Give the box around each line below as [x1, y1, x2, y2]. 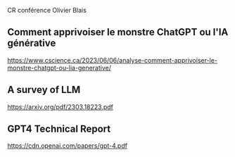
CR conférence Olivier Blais [7, 6, 87, 14]
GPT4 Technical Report [7, 123, 111, 135]
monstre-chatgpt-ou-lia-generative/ [7, 63, 111, 72]
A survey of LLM [7, 84, 81, 96]
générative [7, 37, 56, 49]
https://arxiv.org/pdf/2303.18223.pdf [7, 102, 114, 111]
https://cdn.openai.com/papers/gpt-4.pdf [7, 142, 128, 150]
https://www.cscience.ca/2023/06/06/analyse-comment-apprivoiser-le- [7, 56, 218, 64]
